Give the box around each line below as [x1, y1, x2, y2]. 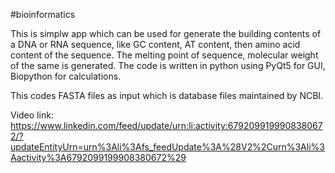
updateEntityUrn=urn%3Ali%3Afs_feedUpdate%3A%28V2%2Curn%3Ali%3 [10, 141, 325, 153]
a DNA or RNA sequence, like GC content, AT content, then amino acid [10, 39, 301, 50]
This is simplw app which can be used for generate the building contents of [10, 28, 322, 39]
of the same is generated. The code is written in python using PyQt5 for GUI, [10, 60, 326, 71]
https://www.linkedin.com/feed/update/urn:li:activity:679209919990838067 [10, 120, 323, 131]
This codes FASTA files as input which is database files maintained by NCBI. [10, 90, 324, 101]
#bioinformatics [10, 9, 76, 20]
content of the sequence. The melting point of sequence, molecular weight [10, 49, 319, 61]
